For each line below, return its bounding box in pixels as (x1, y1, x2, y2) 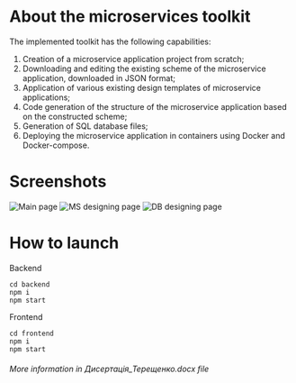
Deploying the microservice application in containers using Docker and (22, 130, 285, 141)
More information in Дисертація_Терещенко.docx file (9, 363, 210, 375)
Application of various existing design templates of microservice (22, 82, 261, 93)
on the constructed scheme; (22, 111, 128, 122)
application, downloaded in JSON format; (22, 72, 176, 83)
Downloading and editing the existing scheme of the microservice (22, 63, 267, 74)
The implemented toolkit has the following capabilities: (9, 36, 211, 47)
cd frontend (9, 329, 54, 338)
